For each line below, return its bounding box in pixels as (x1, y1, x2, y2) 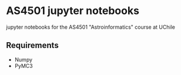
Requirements (6, 40, 59, 50)
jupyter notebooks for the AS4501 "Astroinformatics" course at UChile (6, 23, 175, 30)
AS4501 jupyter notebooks (6, 4, 140, 18)
